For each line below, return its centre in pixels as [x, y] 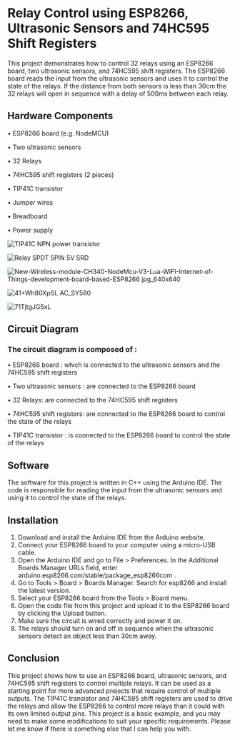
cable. [27, 553]
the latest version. [44, 591]
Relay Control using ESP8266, [98, 13]
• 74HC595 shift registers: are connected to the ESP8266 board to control [116, 414]
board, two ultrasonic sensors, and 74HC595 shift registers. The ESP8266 [116, 71]
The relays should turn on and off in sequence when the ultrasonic [116, 629]
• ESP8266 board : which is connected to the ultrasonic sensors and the [114, 365]
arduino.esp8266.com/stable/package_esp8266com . [97, 575]
